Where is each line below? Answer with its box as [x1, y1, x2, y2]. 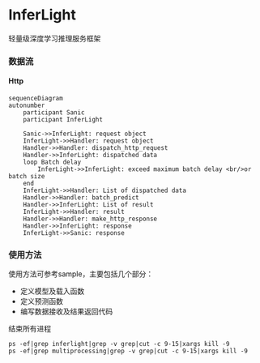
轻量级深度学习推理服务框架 [8, 33, 101, 43]
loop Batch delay [23, 158, 82, 167]
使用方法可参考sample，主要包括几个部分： [8, 269, 154, 279]
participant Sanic [23, 109, 85, 117]
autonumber [8, 101, 45, 110]
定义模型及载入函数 [19, 286, 85, 297]
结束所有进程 [8, 324, 51, 334]
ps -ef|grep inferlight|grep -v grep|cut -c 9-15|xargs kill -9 [8, 340, 230, 348]
